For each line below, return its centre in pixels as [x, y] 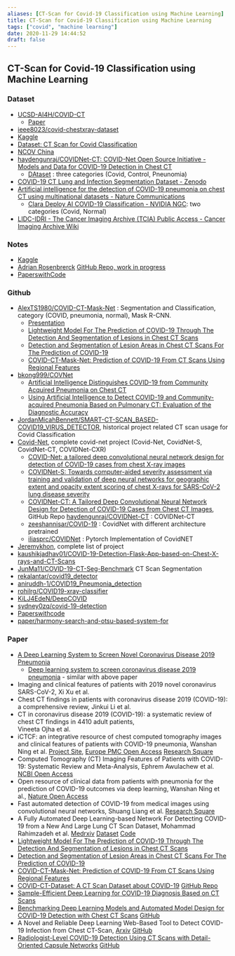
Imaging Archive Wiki [48, 226]
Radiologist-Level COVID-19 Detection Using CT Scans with [103, 938]
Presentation [46, 323]
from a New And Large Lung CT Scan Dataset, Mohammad [110, 826]
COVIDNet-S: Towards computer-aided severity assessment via [120, 472]
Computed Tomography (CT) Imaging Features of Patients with [108, 759]
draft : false [26, 40]
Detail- [201, 938]
